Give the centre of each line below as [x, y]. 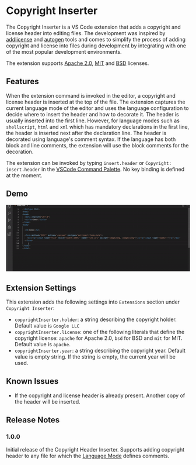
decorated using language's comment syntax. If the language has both [91, 139]
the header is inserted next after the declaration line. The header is [86, 133]
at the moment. [24, 175]
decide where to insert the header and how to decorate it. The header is [92, 114]
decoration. [20, 151]
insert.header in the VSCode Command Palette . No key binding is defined [95, 169]
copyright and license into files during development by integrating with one [96, 46]
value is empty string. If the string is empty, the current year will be [95, 357]
